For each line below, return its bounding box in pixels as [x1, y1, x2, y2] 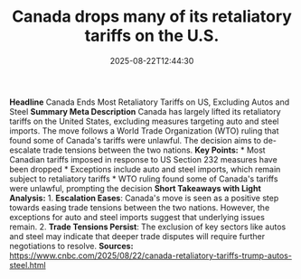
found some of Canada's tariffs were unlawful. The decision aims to [9, 135, 262, 145]
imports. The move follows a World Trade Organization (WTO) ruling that [9, 125, 279, 136]
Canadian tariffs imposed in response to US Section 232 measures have [9, 153, 277, 164]
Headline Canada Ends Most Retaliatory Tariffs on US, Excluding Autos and [9, 97, 290, 107]
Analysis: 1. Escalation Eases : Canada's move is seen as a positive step [9, 192, 279, 203]
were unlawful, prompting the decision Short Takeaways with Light [9, 182, 262, 193]
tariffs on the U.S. [84, 25, 220, 46]
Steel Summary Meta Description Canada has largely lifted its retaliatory [9, 106, 282, 116]
